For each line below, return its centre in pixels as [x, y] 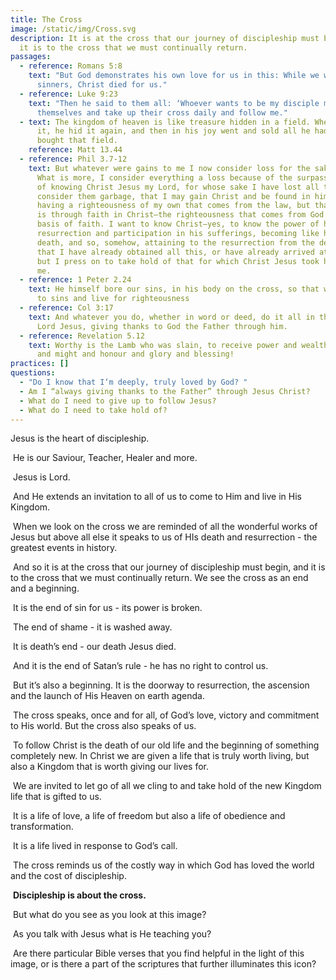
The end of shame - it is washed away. [92, 627]
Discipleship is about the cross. [79, 895]
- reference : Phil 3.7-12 [73, 159]
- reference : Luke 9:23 [68, 94]
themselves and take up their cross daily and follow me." [162, 112]
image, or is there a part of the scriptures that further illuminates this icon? [163, 964]
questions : [33, 373]
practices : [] [40, 364]
